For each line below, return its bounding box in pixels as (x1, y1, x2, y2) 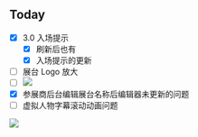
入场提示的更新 (35, 54, 92, 66)
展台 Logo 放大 (22, 67, 79, 77)
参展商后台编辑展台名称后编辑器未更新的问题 (22, 89, 190, 100)
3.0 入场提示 (22, 32, 70, 43)
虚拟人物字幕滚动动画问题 (22, 100, 118, 111)
